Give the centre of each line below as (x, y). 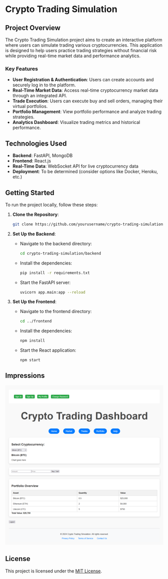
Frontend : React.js (32, 161)
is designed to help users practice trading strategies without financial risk (81, 50)
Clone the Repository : (36, 214)
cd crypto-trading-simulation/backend (60, 253)
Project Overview (33, 28)
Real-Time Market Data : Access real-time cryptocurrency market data (85, 90)
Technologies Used (36, 143)
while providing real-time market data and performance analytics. (73, 56)
